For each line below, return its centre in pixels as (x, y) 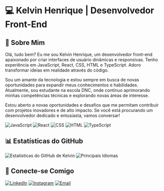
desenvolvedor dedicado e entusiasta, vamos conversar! (63, 115)
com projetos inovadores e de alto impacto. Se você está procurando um (79, 110)
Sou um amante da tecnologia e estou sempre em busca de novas (72, 80)
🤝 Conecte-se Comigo (40, 171)
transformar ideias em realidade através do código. (57, 70)
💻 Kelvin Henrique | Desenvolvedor (80, 11)
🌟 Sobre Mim (25, 43)
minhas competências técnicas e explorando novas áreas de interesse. (77, 95)
